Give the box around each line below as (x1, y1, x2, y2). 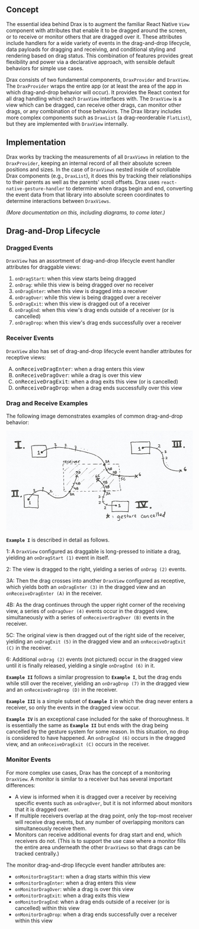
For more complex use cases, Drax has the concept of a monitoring (6, 769, 171, 776)
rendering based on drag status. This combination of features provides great (6, 52, 193, 59)
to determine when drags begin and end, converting (66, 184, 193, 192)
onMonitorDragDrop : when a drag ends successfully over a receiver (14, 911, 178, 918)
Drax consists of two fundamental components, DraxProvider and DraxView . (6, 76, 190, 83)
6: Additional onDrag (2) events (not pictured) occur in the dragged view (6, 656, 183, 663)
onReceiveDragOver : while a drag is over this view (14, 371, 142, 378)
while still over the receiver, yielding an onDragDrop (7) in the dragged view (6, 680, 190, 687)
